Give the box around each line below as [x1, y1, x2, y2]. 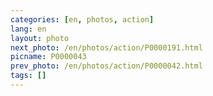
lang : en [10, 24, 47, 34]
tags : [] [10, 71, 47, 81]
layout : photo [10, 33, 70, 43]
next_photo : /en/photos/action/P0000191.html [10, 42, 203, 53]
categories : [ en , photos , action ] [10, 14, 155, 25]
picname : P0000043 [10, 52, 87, 62]
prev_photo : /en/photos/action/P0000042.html [10, 61, 203, 71]
